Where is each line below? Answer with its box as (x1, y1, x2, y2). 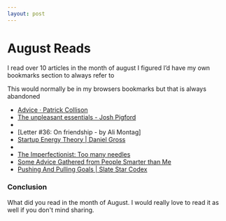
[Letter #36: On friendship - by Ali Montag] (17, 127, 141, 136)
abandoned (7, 92, 41, 100)
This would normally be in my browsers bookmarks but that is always (7, 85, 206, 93)
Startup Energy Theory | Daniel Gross (17, 135, 126, 143)
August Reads (7, 40, 91, 56)
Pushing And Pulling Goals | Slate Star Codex (17, 165, 148, 173)
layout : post (7, 10, 45, 17)
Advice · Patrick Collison (17, 106, 89, 114)
